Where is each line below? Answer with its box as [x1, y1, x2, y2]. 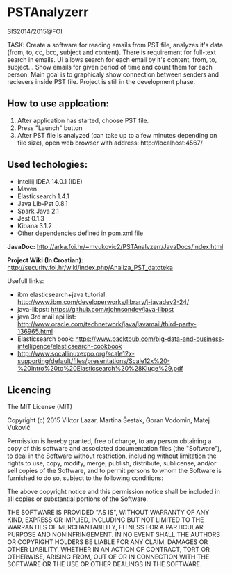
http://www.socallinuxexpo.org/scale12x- [17, 349, 135, 358]
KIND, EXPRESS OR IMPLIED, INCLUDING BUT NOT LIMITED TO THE [7, 516, 204, 524]
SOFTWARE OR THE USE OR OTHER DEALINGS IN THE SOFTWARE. [7, 560, 202, 568]
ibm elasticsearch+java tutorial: [17, 290, 108, 298]
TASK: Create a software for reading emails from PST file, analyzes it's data [7, 40, 224, 49]
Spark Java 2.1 [17, 207, 59, 215]
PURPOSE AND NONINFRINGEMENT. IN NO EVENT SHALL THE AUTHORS [7, 530, 221, 539]
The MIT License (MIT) [7, 403, 73, 411]
